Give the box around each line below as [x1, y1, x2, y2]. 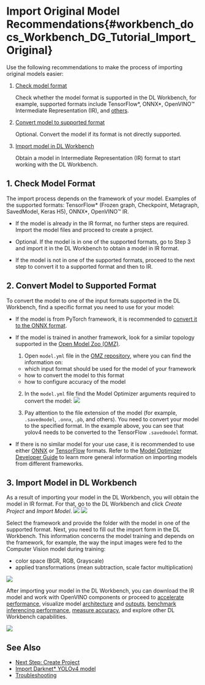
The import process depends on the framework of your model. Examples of [6, 195, 197, 202]
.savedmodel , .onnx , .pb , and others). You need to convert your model [24, 415, 199, 423]
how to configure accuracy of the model [24, 378, 126, 385]
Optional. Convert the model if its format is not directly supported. [15, 130, 182, 138]
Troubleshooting [15, 672, 57, 679]
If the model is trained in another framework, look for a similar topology [15, 334, 195, 341]
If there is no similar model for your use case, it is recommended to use [15, 440, 195, 447]
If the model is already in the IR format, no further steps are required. [15, 219, 189, 227]
